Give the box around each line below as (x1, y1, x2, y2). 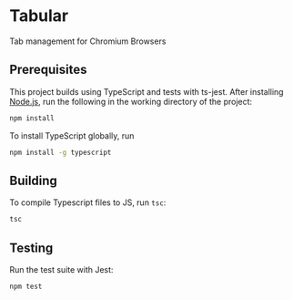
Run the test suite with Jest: (9, 264, 114, 274)
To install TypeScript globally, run (9, 129, 135, 141)
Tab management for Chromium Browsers (9, 36, 167, 47)
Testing (9, 240, 54, 255)
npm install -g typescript (9, 148, 112, 157)
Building (9, 172, 57, 188)
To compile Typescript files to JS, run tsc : (9, 197, 167, 208)
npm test (9, 282, 43, 291)
